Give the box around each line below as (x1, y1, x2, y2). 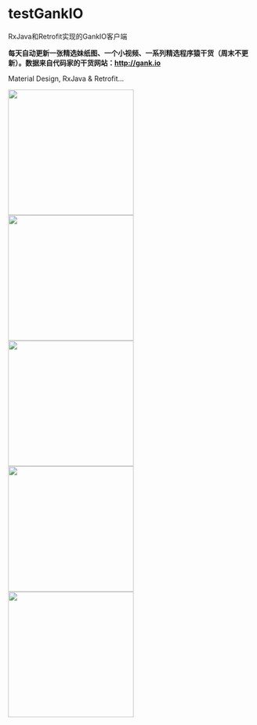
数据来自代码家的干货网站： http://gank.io (24, 58, 161, 67)
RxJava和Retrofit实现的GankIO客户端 (8, 31, 128, 41)
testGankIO (8, 5, 84, 23)
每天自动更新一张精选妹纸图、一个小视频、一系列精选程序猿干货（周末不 (8, 48, 241, 57)
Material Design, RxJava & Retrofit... (8, 74, 125, 83)
